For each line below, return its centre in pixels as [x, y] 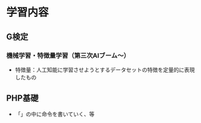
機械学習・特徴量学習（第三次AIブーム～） [68, 55]
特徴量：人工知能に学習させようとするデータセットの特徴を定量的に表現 [105, 70]
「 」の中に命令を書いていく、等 [55, 114]
